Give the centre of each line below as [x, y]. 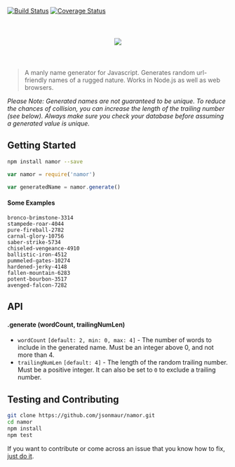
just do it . [21, 456]
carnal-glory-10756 [36, 236]
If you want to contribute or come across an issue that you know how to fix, [116, 448]
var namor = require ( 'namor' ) [52, 174]
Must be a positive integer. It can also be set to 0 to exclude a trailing [116, 370]
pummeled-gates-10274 [39, 260]
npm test [20, 435]
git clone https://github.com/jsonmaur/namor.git [81, 416]
